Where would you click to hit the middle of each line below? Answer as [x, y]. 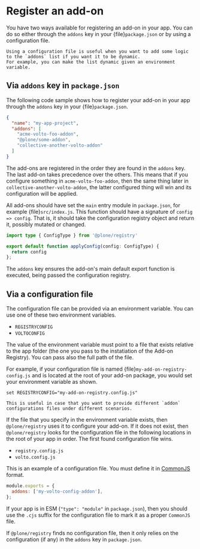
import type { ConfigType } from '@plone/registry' [72, 235]
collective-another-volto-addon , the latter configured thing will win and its [99, 187]
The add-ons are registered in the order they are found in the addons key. [96, 168]
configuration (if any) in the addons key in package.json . [74, 539]
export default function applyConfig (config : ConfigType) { [83, 246]
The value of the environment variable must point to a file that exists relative [100, 345]
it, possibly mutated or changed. [46, 224]
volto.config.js [35, 458]
